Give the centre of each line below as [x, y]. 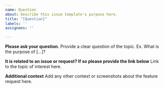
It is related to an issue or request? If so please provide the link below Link [82, 61]
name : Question [21, 10]
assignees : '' [20, 28]
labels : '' [16, 23]
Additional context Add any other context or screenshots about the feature [82, 76]
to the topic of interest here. [33, 67]
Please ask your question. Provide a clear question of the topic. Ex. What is [82, 46]
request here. [19, 82]
